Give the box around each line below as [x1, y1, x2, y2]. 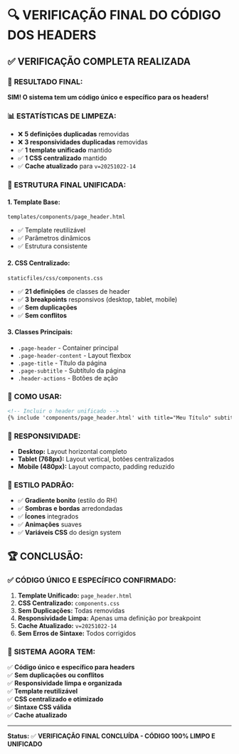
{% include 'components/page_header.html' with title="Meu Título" [7, 414, 212, 421]
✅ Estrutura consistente [17, 242, 87, 250]
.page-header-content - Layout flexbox [17, 351, 132, 359]
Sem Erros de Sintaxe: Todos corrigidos [17, 629, 137, 638]
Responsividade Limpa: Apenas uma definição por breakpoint [17, 614, 201, 622]
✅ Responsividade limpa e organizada [7, 679, 122, 688]
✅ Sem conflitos [17, 311, 68, 319]
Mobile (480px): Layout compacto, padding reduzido [17, 462, 175, 471]
